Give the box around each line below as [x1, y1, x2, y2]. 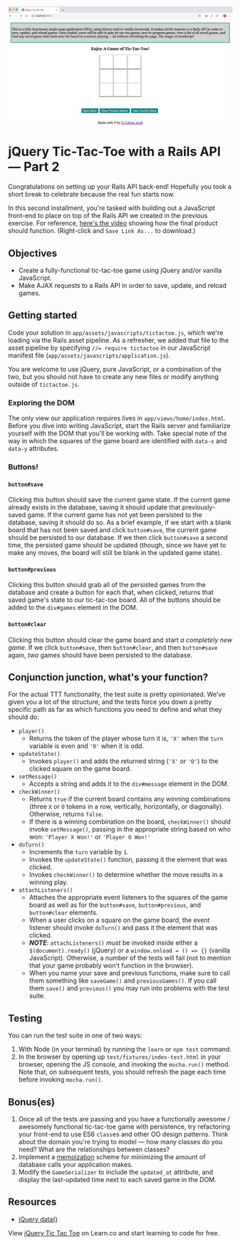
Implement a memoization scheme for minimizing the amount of [18, 1153, 206, 1161]
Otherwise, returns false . [28, 810, 104, 819]
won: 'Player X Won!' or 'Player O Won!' [28, 833, 151, 841]
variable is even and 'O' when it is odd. [28, 742, 145, 750]
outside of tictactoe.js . [8, 380, 80, 388]
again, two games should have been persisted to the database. [8, 650, 193, 659]
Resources [8, 1196, 57, 1208]
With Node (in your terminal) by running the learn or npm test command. [18, 1045, 232, 1054]
